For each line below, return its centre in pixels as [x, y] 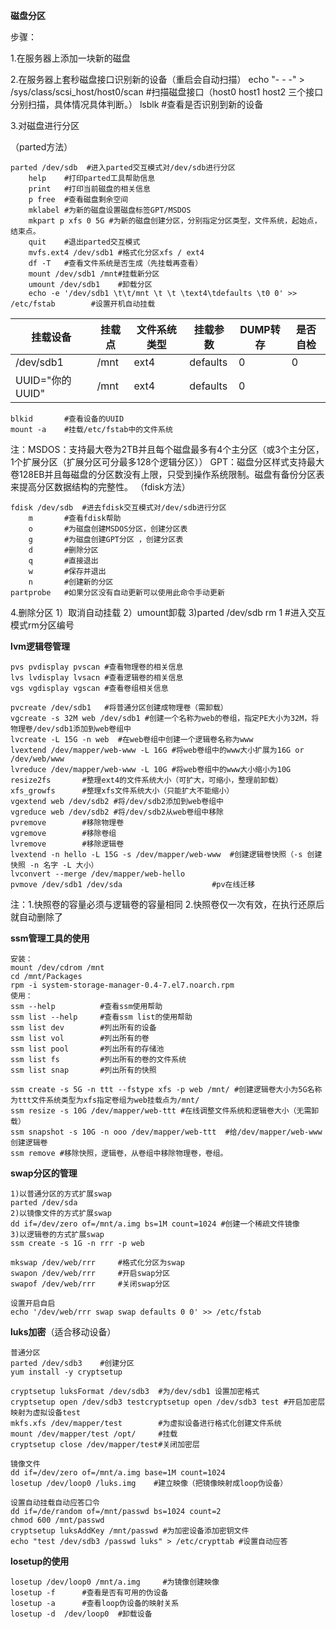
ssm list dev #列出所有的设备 [83, 1028]
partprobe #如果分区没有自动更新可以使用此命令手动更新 [117, 593]
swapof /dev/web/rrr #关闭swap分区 [90, 1284]
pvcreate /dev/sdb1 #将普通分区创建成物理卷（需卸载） [119, 708]
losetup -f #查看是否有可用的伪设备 [89, 1593]
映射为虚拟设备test [45, 1413]
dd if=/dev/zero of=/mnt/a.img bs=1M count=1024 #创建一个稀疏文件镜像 [155, 1224]
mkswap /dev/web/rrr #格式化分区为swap [97, 1263]
